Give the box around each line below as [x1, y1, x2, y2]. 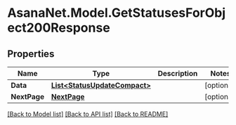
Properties [7, 48, 55, 60]
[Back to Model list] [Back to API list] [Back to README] [7, 110, 169, 118]
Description [157, 69, 198, 78]
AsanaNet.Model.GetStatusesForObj [7, 5, 226, 21]
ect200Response [7, 20, 110, 36]
